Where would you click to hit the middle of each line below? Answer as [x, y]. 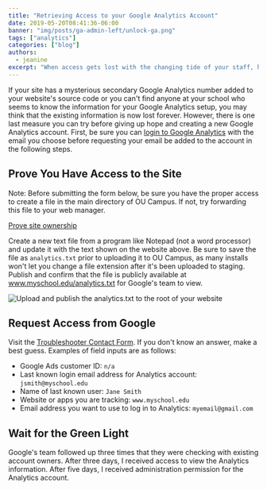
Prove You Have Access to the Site [95, 174]
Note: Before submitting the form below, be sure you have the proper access [133, 193]
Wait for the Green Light [69, 433]
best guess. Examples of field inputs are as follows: [92, 351]
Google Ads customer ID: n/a [67, 366]
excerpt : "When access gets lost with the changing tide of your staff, [131, 68]
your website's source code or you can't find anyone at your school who [127, 98]
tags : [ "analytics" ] [43, 38]
